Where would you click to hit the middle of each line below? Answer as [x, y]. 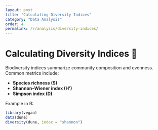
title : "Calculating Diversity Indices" [49, 15]
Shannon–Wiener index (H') [42, 89]
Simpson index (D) [32, 94]
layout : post [19, 10]
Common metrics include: [32, 73]
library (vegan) [21, 113]
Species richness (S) [35, 83]
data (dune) [17, 117]
